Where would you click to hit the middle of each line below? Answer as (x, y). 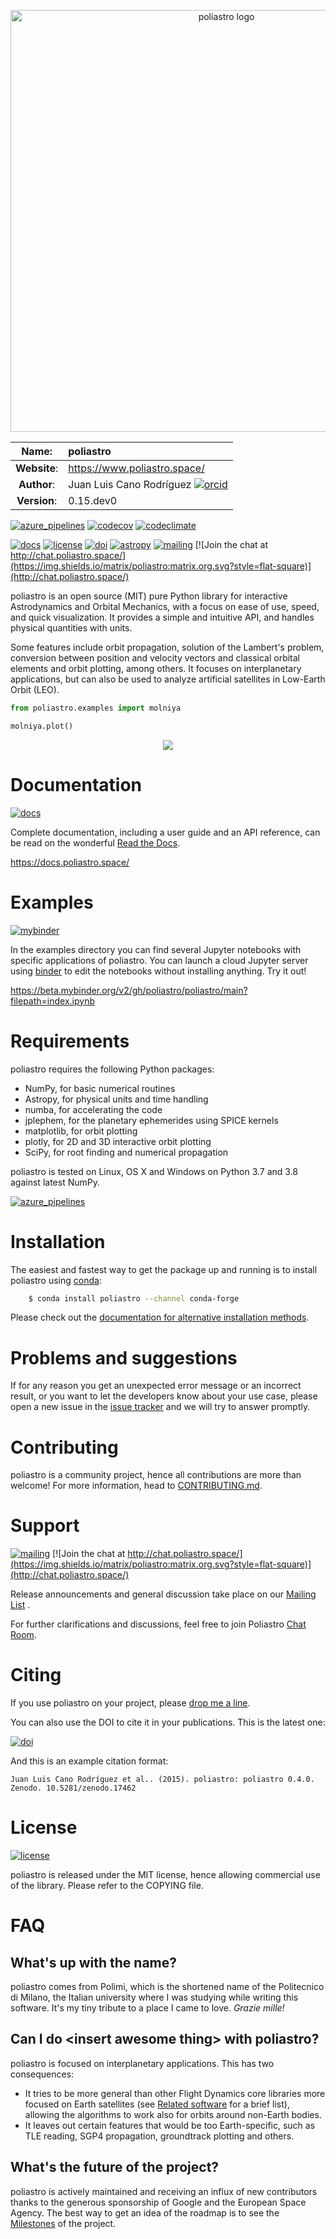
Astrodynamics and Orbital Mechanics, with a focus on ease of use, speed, (165, 606)
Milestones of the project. (63, 2223)
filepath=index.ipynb (52, 1001)
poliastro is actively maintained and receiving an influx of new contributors (164, 2191)
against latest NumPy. (55, 1182)
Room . (23, 1635)
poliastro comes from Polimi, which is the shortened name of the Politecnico (167, 1987)
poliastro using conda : (56, 1280)
